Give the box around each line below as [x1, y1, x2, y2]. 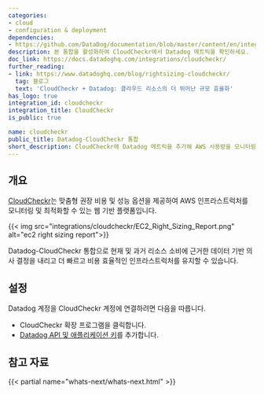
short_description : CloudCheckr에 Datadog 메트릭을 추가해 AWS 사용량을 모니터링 [8, 142, 257, 150]
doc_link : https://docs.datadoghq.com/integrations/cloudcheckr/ [8, 56, 226, 64]
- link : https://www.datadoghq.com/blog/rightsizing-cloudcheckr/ [8, 70, 230, 78]
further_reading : [8, 63, 65, 71]
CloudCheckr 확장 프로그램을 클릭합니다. [19, 320, 147, 330]
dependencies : [8, 33, 55, 42]
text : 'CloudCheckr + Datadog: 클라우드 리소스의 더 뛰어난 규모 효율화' [15, 84, 234, 93]
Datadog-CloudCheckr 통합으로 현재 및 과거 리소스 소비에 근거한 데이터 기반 [8, 246, 245, 256]
